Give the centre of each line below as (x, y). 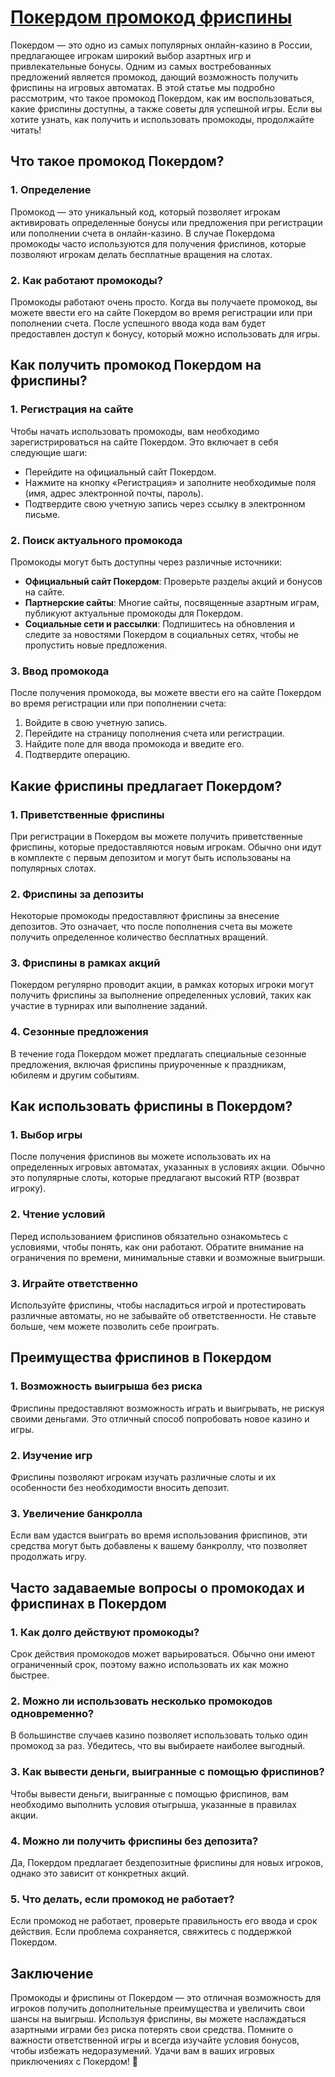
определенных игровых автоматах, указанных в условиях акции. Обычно (168, 1167)
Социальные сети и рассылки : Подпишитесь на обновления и (160, 623)
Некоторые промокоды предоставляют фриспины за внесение (145, 916)
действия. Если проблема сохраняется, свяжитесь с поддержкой (151, 1932)
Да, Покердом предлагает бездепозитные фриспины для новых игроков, (167, 1862)
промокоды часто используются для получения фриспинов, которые (158, 243)
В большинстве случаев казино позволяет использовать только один (159, 1735)
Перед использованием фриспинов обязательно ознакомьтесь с (149, 1236)
